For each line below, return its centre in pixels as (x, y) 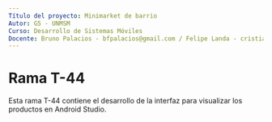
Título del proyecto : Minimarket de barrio (83, 16)
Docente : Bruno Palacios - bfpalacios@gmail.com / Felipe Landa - (123, 38)
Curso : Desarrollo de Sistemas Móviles (76, 31)
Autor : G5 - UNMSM (39, 23)
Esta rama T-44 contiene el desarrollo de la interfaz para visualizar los (125, 101)
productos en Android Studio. (57, 109)
